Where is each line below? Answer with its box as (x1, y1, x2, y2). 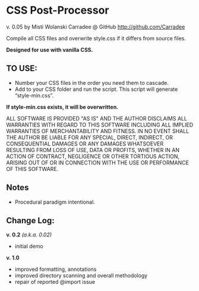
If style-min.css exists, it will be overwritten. (6, 103, 119, 110)
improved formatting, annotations (14, 265, 97, 273)
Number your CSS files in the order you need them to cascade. (14, 79, 169, 86)
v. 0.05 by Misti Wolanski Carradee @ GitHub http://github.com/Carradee (6, 23, 185, 30)
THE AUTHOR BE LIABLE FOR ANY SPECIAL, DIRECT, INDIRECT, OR (6, 134, 173, 141)
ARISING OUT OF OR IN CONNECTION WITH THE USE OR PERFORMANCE (6, 159, 189, 166)
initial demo (14, 243, 43, 250)
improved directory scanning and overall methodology (14, 272, 148, 279)
